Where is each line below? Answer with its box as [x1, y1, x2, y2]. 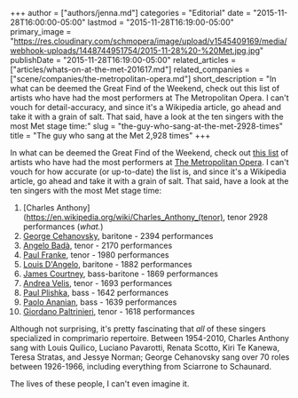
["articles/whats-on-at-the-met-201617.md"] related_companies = [10, 64, 251, 75]
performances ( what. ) [22, 221, 104, 232]
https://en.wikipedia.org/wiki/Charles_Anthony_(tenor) [26, 212, 223, 222]
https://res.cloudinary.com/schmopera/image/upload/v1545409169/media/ [13, 36, 287, 46]
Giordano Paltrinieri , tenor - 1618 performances [22, 306, 195, 316]
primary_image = [10, 27, 72, 36]
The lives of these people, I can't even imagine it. [10, 378, 190, 389]
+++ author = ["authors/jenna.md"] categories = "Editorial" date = [10, 8, 252, 18]
